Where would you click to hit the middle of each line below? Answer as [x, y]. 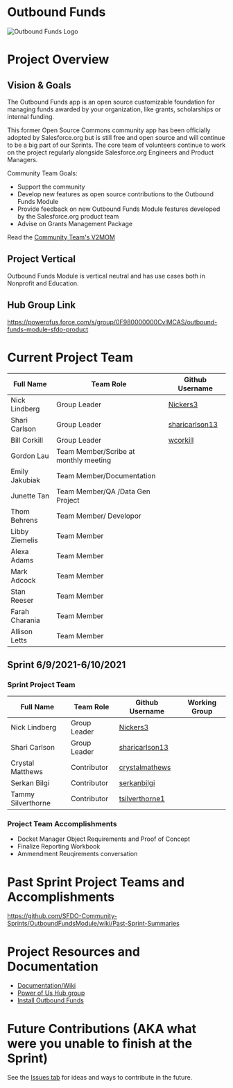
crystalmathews [145, 768]
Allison [22, 631]
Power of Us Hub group [51, 993]
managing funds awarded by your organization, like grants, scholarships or [114, 109]
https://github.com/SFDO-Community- [62, 916]
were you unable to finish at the [100, 1043]
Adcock [23, 580]
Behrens [24, 520]
